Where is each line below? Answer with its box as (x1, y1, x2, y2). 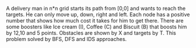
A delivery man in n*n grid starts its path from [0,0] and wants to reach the (6, 5, 186, 12)
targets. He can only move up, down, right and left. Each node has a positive (6, 11, 190, 18)
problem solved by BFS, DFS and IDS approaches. (6, 36, 127, 42)
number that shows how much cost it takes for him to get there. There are (6, 17, 184, 24)
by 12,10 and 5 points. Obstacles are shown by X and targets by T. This (6, 29, 177, 36)
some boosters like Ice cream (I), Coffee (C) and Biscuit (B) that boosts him (6, 23, 187, 30)
